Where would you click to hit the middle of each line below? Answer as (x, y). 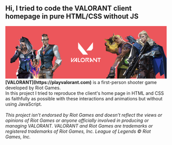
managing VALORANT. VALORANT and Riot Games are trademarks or (79, 126)
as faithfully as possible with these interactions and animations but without (84, 98)
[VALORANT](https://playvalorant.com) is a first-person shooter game (81, 82)
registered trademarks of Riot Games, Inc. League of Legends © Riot (78, 131)
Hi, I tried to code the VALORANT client (69, 8)
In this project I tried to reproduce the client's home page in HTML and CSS (85, 93)
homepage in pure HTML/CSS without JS (72, 17)
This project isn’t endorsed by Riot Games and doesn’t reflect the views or (84, 115)
